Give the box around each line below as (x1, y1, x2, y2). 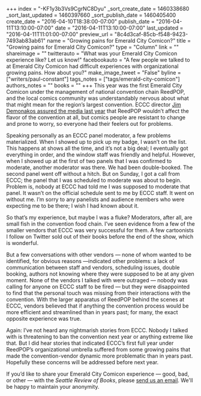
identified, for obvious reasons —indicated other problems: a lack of (6, 258, 175, 264)
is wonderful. (6, 240, 39, 246)
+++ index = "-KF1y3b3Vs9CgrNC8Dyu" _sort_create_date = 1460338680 (6, 5, 190, 12)
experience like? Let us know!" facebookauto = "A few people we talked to (6, 57, 190, 63)
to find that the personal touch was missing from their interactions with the (6, 289, 191, 297)
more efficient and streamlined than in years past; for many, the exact (6, 309, 178, 315)
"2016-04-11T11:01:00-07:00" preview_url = (6, 31, 113, 38)
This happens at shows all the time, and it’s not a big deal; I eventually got (6, 144, 188, 152)
